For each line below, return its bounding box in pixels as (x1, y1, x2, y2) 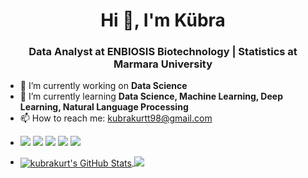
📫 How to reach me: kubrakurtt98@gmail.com (19, 112, 213, 124)
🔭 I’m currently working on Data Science (19, 80, 188, 92)
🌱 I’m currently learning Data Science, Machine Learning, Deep (19, 90, 283, 103)
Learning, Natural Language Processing (19, 101, 189, 113)
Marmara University (113, 57, 213, 71)
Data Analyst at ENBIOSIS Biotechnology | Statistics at (28, 45, 298, 59)
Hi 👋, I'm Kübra (100, 9, 226, 32)
